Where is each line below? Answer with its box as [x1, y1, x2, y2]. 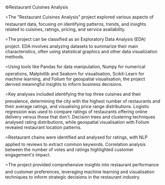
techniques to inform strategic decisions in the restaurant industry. [5, 174, 141, 180]
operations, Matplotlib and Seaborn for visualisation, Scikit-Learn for [5, 71, 145, 76]
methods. [5, 54, 25, 60]
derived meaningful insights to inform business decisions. [5, 81, 123, 87]
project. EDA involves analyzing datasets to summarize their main [5, 43, 138, 49]
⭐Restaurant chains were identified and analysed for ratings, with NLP [5, 134, 148, 140]
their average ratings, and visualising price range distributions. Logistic [5, 104, 150, 109]
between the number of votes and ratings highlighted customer [5, 147, 134, 152]
